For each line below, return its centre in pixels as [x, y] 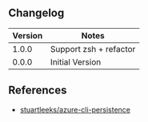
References [38, 91]
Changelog [36, 13]
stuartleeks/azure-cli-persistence [75, 109]
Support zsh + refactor [93, 49]
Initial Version [76, 61]
